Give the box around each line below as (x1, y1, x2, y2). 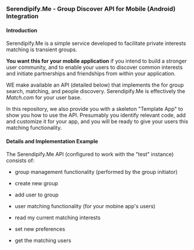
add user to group (14, 191, 59, 199)
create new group (14, 180, 58, 187)
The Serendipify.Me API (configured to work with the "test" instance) (6, 151, 174, 158)
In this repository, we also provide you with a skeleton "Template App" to (6, 106, 183, 113)
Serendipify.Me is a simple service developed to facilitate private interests (6, 40, 186, 47)
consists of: (6, 157, 35, 164)
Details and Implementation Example (6, 137, 99, 144)
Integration (6, 12, 39, 20)
